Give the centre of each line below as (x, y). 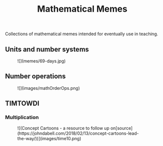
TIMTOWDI (22, 104)
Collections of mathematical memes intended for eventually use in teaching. (81, 34)
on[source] (122, 128)
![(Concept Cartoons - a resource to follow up (63, 128)
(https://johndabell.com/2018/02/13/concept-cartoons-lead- (78, 133)
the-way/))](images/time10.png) (49, 138)
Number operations (35, 76)
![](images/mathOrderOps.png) (49, 88)
